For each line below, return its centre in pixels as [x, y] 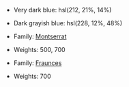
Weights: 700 [32, 76]
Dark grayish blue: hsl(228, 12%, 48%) [68, 23]
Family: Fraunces [38, 63]
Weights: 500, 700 [40, 50]
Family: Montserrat [40, 36]
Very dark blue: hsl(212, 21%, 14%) [62, 10]
